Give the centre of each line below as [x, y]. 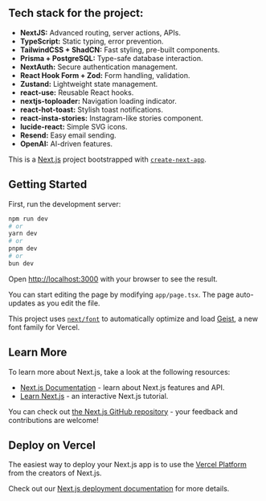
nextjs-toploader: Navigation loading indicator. [98, 101]
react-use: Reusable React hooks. [77, 92]
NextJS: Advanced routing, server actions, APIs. [100, 32]
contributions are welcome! [53, 420]
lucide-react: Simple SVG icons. [74, 126]
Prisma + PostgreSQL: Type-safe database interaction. [111, 58]
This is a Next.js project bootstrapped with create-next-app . [108, 159]
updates [22, 303]
